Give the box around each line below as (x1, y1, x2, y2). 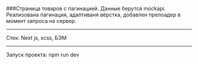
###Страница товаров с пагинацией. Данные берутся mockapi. (6, 5, 166, 12)
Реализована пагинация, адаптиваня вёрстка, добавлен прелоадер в (6, 11, 181, 18)
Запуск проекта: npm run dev (6, 51, 80, 58)
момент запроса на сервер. (6, 18, 77, 24)
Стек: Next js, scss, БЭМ (6, 35, 67, 41)
